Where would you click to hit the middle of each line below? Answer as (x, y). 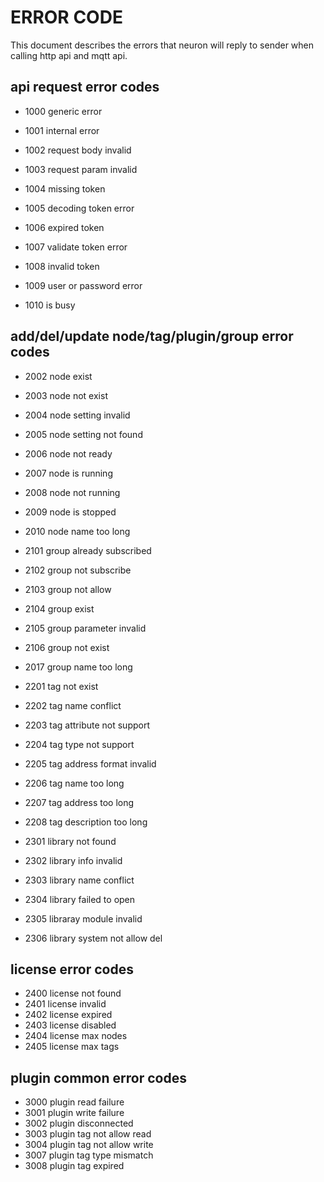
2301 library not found (70, 841)
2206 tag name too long (74, 783)
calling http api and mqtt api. (69, 55)
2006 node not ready (68, 453)
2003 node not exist (66, 395)
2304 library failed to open (80, 899)
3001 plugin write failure (74, 1113)
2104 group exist (59, 608)
